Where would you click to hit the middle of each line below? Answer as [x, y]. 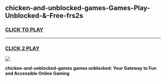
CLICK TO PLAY [24, 30]
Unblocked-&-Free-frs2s [44, 16]
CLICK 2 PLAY [22, 48]
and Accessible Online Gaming [37, 73]
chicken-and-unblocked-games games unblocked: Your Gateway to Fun [81, 68]
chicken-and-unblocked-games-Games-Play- [78, 8]
